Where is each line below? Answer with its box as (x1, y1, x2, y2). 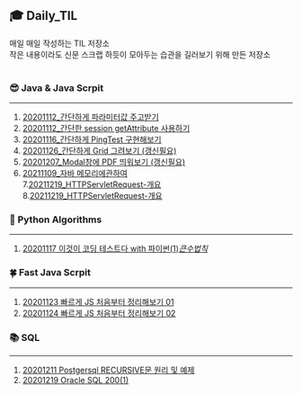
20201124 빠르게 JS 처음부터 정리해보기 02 (22, 308, 176, 318)
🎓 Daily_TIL (9, 8, 78, 23)
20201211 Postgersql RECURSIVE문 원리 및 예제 (22, 364, 195, 375)
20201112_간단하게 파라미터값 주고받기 (22, 112, 159, 122)
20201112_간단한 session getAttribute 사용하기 (22, 123, 191, 134)
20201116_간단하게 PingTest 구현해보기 (22, 134, 162, 145)
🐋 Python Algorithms (9, 213, 102, 226)
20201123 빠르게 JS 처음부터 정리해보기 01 (22, 296, 174, 307)
